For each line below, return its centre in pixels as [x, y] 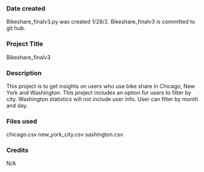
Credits [17, 150]
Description [24, 73]
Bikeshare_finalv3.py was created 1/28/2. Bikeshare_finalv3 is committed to [101, 22]
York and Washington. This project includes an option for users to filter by [99, 92]
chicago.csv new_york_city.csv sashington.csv [65, 134]
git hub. [16, 28]
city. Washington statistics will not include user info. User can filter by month [102, 99]
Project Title [25, 44]
